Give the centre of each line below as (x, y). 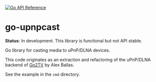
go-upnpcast (32, 27)
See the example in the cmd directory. (43, 74)
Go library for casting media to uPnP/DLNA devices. (58, 50)
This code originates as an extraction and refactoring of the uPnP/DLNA (78, 60)
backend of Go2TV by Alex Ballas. (40, 65)
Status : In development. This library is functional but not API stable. (74, 41)
